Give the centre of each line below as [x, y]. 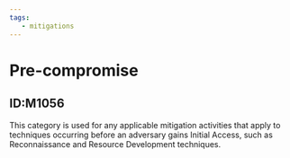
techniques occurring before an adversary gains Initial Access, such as [141, 135]
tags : [19, 18]
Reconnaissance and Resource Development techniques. [115, 144]
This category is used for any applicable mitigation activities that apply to [145, 125]
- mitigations [48, 26]
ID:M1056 [37, 104]
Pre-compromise [74, 70]
